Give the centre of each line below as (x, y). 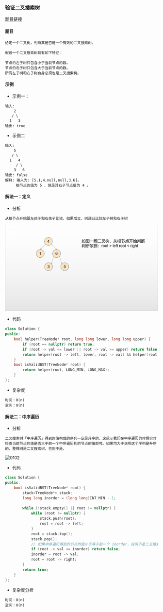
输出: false (16, 175)
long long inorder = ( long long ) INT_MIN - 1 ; (69, 498)
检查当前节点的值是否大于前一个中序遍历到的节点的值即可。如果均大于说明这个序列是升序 (81, 444)
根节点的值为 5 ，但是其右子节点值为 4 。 (53, 185)
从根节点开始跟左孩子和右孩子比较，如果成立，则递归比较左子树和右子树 (66, 218)
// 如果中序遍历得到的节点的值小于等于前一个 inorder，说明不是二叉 (92, 544)
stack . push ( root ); (58, 519)
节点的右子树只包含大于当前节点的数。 (38, 68)
